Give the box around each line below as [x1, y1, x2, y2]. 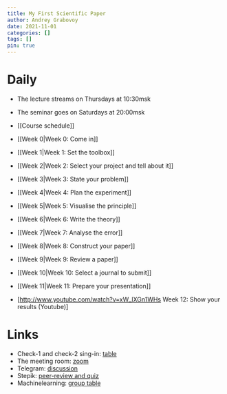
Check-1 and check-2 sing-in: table [17, 349, 117, 357]
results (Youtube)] [17, 302, 69, 311]
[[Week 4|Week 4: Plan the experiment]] [17, 188, 132, 197]
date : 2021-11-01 [7, 23, 57, 30]
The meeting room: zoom [17, 357, 89, 365]
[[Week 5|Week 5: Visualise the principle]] [17, 201, 137, 210]
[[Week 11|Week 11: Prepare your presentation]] [17, 282, 151, 290]
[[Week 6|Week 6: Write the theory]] [17, 215, 120, 223]
